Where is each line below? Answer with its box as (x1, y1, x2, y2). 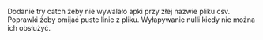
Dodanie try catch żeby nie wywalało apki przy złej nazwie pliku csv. (7, 7, 231, 16)
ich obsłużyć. (7, 24, 51, 32)
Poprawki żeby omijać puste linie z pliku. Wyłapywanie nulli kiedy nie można (7, 15, 256, 24)
